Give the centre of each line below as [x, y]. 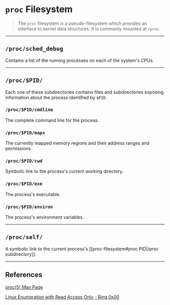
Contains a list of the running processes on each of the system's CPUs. [80, 60]
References [24, 275]
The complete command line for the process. [52, 120]
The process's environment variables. [45, 217]
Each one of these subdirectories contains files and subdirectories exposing [84, 92]
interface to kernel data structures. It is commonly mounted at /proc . [89, 28]
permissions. [19, 148]
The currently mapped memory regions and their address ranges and [77, 143]
